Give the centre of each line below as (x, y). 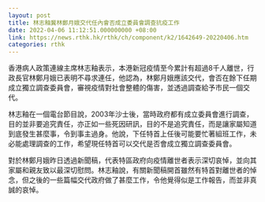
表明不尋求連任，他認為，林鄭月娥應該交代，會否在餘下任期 (160, 78)
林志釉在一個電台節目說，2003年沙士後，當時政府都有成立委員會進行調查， (131, 114)
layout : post (30, 15)
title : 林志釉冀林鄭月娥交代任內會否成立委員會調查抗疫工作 (94, 23)
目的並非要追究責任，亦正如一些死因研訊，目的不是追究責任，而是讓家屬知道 (132, 124)
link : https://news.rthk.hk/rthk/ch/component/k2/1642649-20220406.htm (128, 37)
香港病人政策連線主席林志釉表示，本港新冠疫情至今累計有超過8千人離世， (128, 68)
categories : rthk (37, 45)
